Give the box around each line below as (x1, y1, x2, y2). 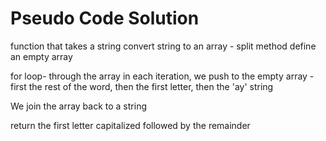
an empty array (10, 50, 73, 62)
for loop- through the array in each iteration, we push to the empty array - (10, 70, 315, 82)
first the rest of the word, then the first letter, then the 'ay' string (10, 80, 274, 92)
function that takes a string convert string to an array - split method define (10, 40, 317, 52)
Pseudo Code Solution (10, 7, 200, 30)
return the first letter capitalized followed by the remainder (10, 119, 251, 131)
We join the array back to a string (10, 100, 147, 112)
